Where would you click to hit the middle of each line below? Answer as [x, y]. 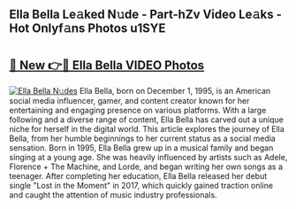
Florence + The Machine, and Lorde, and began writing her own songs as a [146, 166]
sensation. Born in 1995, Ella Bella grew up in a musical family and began [141, 148]
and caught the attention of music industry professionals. [114, 195]
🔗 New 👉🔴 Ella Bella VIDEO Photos [107, 65]
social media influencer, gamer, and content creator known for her [129, 101]
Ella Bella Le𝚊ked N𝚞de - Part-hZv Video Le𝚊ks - [146, 15]
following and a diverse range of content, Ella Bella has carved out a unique [147, 120]
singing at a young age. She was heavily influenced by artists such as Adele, [148, 157]
